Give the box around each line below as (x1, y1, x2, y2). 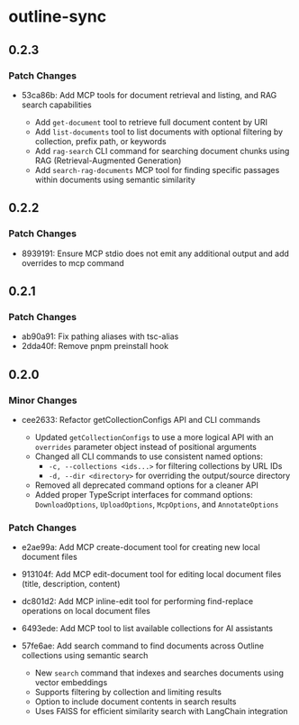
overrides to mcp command (21, 257, 125, 268)
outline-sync (8, 6, 107, 27)
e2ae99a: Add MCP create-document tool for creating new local (21, 542, 260, 553)
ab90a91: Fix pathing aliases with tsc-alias (21, 331, 179, 342)
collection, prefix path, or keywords (34, 135, 168, 146)
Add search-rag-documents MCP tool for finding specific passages (34, 164, 280, 175)
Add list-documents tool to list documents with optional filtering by (34, 126, 284, 137)
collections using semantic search (21, 650, 149, 661)
